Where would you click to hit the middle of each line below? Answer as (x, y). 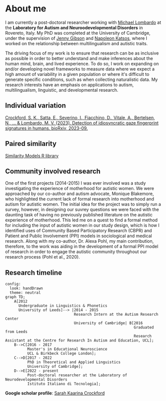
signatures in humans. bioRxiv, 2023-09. (47, 128)
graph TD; (15, 297)
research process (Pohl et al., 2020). (43, 257)
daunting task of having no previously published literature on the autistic (79, 215)
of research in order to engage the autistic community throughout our (76, 252)
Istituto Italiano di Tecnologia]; (64, 384)
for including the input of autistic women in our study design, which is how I (82, 225)
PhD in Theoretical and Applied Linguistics (74, 362)
